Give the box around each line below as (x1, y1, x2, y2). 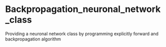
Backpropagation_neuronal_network (5, 3, 161, 15)
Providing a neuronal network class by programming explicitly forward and (5, 30, 159, 36)
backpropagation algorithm (5, 36, 61, 42)
